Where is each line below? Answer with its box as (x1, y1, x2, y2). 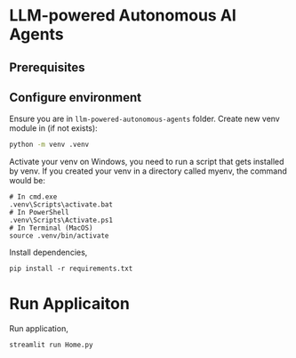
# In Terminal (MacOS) (9, 224, 93, 232)
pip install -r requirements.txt (9, 264, 133, 273)
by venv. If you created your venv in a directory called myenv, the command (9, 166, 287, 176)
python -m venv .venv (9, 140, 90, 150)
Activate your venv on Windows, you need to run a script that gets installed (9, 157, 284, 167)
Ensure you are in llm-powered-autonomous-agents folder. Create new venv (9, 113, 280, 125)
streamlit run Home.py (9, 340, 93, 350)
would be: (9, 175, 46, 186)
